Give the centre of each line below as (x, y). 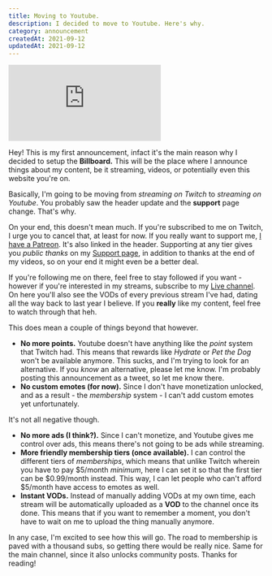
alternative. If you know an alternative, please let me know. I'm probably (140, 370)
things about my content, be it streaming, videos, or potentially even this (129, 170)
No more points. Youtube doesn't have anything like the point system (136, 344)
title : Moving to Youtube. (54, 16)
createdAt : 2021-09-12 (47, 39)
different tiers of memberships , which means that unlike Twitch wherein (140, 461)
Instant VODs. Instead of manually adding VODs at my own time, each (138, 496)
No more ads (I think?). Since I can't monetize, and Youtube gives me (137, 435)
